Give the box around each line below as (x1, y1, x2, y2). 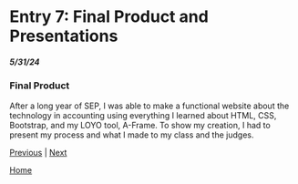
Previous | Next (9, 147, 67, 158)
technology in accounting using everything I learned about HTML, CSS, (9, 109, 277, 120)
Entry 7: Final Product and (9, 6, 210, 27)
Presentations (9, 26, 118, 46)
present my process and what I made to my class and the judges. (9, 129, 254, 140)
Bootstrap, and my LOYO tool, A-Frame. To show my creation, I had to (9, 119, 271, 130)
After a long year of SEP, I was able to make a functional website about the (9, 100, 290, 111)
